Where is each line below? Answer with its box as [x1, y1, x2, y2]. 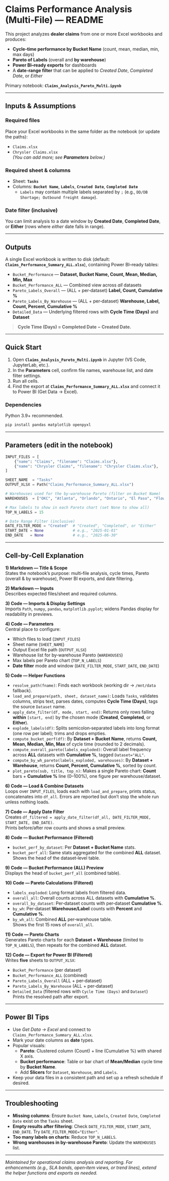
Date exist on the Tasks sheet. [12, 1118, 74, 1124]
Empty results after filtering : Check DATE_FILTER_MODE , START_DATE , [12, 1123, 151, 1129]
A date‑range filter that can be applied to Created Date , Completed [12, 67, 153, 73]
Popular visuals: [12, 1042, 46, 1048]
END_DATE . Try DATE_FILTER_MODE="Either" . [12, 1129, 99, 1135]
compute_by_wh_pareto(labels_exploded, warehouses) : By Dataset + [12, 757, 153, 763]
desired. [12, 1080, 30, 1086]
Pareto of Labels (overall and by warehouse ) [12, 56, 107, 62]
